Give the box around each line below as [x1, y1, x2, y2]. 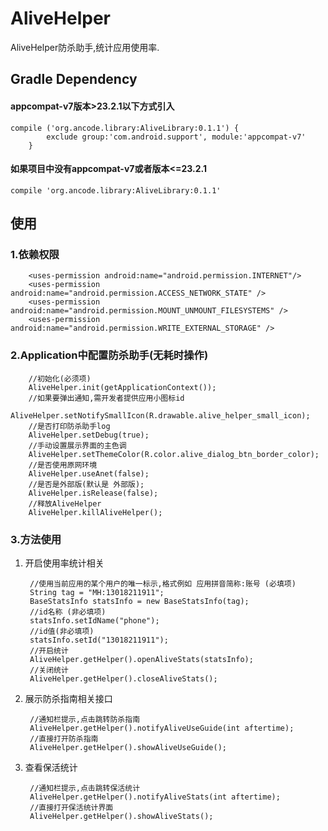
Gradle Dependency [10, 71, 138, 88]
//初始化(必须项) [28, 373, 92, 384]
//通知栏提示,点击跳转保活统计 [29, 783, 141, 794]
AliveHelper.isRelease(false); [28, 488, 159, 498]
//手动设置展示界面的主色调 [28, 440, 127, 451]
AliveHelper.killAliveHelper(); [28, 507, 163, 517]
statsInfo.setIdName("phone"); [29, 616, 160, 626]
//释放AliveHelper [28, 498, 102, 509]
